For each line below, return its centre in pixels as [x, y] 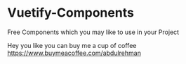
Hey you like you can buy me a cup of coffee [72, 45]
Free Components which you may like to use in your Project [93, 32]
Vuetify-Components [71, 13]
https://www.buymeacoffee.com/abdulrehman [74, 53]
